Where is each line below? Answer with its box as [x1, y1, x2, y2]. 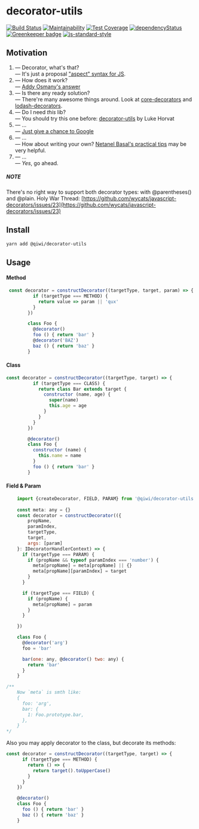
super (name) [48, 397, 79, 403]
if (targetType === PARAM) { [22, 551, 95, 558]
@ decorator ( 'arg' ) [22, 640, 68, 646]
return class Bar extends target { [38, 386, 127, 392]
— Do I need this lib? [14, 108, 66, 115]
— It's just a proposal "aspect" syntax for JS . [14, 70, 126, 77]
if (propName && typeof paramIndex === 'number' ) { [27, 557, 160, 563]
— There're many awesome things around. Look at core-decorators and [14, 95, 192, 103]
